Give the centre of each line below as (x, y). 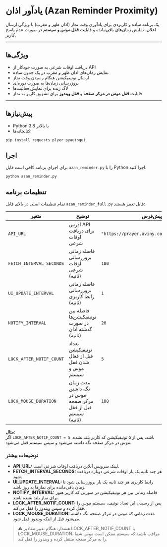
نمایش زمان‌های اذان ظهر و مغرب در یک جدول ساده (61, 72)
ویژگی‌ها (17, 55)
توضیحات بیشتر (22, 455)
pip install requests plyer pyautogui (46, 140)
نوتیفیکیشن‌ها (83, 316)
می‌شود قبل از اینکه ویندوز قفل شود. (47, 519)
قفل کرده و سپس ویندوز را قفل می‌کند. (49, 508)
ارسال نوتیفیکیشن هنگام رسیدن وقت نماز (51, 77)
